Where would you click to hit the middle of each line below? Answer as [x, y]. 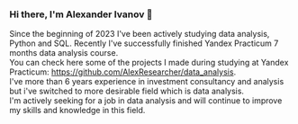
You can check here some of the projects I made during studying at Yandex [149, 63]
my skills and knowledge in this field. [77, 111]
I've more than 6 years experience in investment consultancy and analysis [147, 82]
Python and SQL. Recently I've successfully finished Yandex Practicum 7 [144, 43]
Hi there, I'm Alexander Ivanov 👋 [81, 14]
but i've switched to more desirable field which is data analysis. [127, 91]
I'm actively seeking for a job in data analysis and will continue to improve [146, 101]
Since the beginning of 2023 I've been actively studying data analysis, [140, 34]
